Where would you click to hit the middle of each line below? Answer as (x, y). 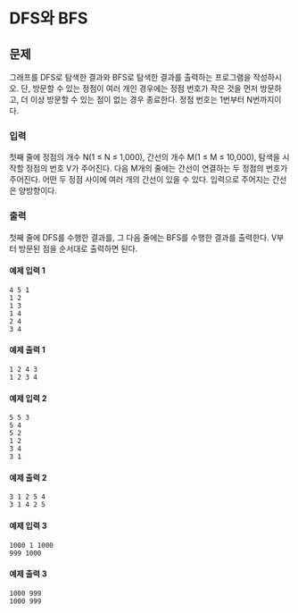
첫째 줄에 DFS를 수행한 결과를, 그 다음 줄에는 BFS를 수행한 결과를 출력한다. (139, 237)
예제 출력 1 (28, 350)
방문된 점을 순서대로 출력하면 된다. (78, 248)
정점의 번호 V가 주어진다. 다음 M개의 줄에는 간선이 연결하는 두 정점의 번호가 (157, 168)
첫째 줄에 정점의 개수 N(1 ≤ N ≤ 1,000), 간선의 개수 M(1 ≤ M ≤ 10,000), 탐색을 (145, 157)
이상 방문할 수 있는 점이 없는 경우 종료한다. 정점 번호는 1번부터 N (141, 100)
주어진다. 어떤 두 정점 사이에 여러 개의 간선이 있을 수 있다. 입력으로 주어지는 (140, 180)
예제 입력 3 (28, 525)
